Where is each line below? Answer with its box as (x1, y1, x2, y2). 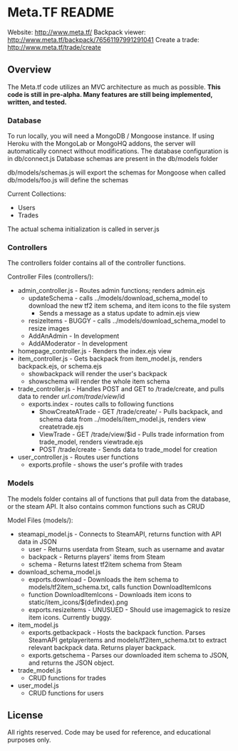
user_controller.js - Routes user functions (17, 453, 139, 462)
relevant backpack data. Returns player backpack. (28, 643, 176, 652)
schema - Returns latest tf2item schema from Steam (28, 560, 182, 569)
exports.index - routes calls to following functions (28, 400, 175, 408)
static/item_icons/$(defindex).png (28, 598, 128, 606)
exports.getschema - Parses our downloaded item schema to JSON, (28, 651, 229, 659)
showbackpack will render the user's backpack (28, 370, 167, 378)
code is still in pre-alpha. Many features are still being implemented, (7, 90, 213, 98)
